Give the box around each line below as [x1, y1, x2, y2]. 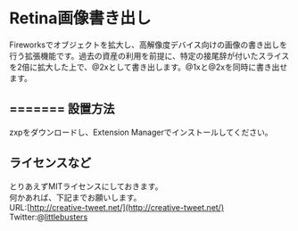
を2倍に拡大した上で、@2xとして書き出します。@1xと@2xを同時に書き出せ [9, 62, 288, 72]
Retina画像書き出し [9, 8, 152, 29]
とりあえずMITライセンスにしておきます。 [9, 180, 163, 192]
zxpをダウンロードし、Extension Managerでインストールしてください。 [9, 127, 274, 137]
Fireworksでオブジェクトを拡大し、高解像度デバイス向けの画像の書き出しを [9, 39, 288, 50]
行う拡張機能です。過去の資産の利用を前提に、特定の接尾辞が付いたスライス [9, 50, 290, 61]
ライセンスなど [9, 155, 92, 170]
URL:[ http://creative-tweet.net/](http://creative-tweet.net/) [9, 202, 225, 212]
